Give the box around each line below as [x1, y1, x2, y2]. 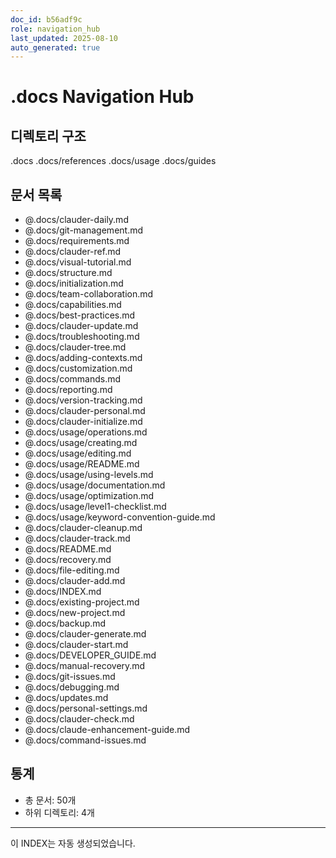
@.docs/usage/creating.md [24, 437, 138, 449]
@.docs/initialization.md [24, 277, 124, 290]
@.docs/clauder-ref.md [24, 246, 122, 258]
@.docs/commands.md [24, 373, 122, 385]
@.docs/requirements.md [24, 235, 130, 247]
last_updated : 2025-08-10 [10, 33, 118, 43]
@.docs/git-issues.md [24, 671, 116, 683]
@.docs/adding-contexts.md [24, 352, 143, 364]
